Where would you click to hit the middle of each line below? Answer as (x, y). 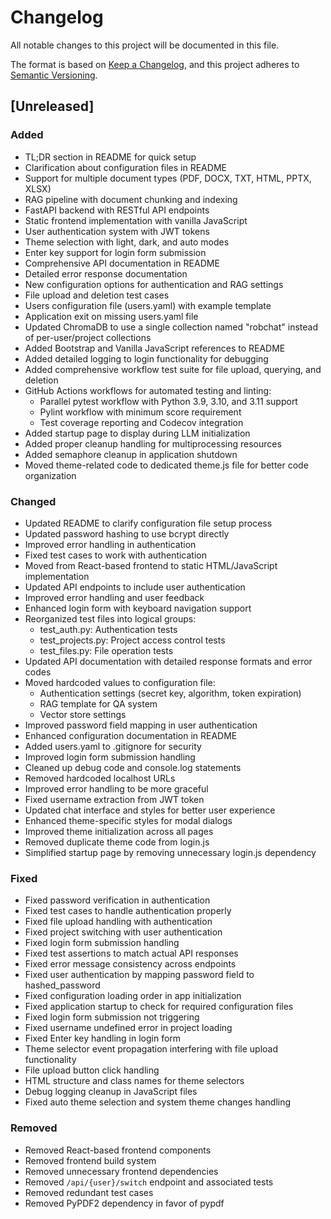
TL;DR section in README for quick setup (110, 157)
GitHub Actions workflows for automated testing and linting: (148, 390)
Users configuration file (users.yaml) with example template (148, 305)
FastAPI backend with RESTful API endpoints (117, 210)
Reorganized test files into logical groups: (110, 618)
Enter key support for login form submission (115, 252)
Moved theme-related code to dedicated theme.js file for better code (166, 465)
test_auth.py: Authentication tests (108, 629)
